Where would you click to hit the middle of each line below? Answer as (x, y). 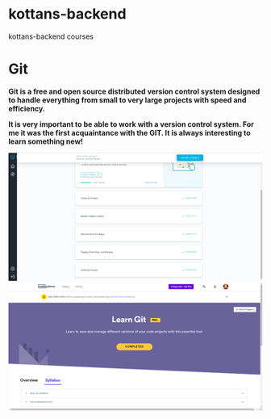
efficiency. (27, 108)
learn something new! (46, 141)
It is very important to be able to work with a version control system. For (131, 124)
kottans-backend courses (51, 36)
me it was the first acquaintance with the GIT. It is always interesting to (130, 132)
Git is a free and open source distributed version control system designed (134, 91)
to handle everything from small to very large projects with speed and (127, 100)
